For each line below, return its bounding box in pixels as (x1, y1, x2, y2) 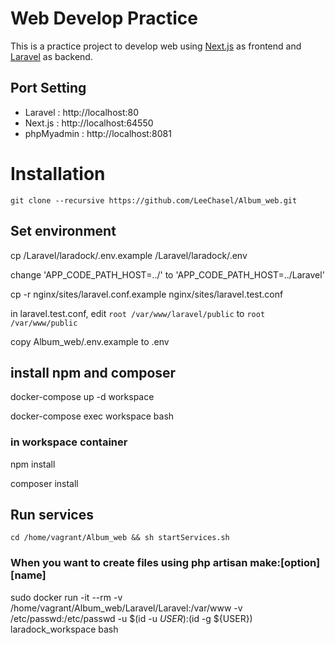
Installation (10, 162, 106, 185)
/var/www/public (10, 318, 78, 328)
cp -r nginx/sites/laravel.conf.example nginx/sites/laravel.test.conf (10, 288, 284, 300)
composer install (10, 477, 79, 489)
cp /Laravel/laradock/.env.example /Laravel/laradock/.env (10, 249, 248, 261)
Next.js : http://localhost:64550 (24, 117, 154, 129)
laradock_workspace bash (10, 623, 119, 635)
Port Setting (10, 80, 87, 97)
